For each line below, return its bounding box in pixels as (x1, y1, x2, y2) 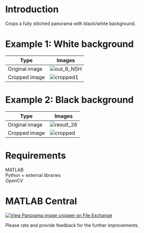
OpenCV (5, 177, 23, 184)
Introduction (5, 4, 59, 15)
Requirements (5, 150, 66, 161)
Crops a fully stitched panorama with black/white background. (5, 20, 136, 27)
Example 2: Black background (5, 94, 134, 106)
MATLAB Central (5, 195, 77, 207)
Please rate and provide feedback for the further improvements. (5, 222, 139, 228)
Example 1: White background (5, 38, 134, 50)
